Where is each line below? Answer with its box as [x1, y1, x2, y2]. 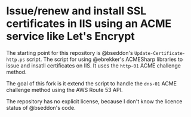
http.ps [6, 57, 26, 63]
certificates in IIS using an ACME [6, 17, 172, 30]
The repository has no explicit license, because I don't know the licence [6, 97, 183, 105]
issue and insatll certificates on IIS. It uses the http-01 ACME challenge [6, 61, 181, 69]
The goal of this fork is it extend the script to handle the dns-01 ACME [6, 79, 177, 87]
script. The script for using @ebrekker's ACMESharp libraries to [26, 56, 183, 63]
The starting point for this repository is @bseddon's [6, 49, 133, 56]
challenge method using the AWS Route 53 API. [6, 86, 123, 93]
